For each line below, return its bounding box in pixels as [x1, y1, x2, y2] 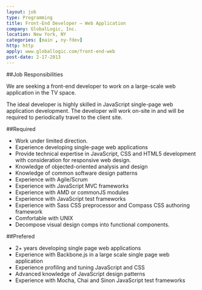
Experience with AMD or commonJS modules [15, 189, 129, 196]
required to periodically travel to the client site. [6, 113, 123, 121]
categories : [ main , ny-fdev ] [6, 37, 83, 43]
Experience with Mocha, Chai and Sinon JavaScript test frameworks [15, 277, 186, 284]
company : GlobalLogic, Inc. [6, 25, 78, 32]
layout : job [6, 8, 36, 15]
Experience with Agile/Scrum [15, 175, 88, 183]
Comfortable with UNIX [15, 214, 73, 221]
